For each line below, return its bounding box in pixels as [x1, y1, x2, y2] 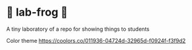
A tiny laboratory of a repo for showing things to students [6, 25, 150, 33]
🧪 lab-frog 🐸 [6, 5, 68, 19]
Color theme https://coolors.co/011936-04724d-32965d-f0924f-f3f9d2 [6, 37, 186, 44]
